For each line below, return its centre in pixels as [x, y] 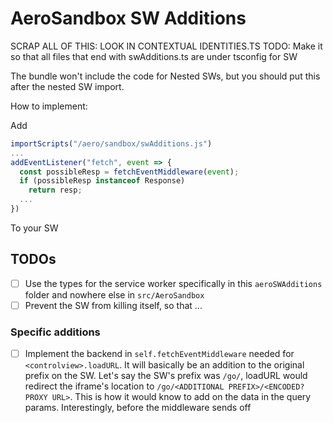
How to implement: [49, 106]
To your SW [34, 228]
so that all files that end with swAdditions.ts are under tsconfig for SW [154, 56]
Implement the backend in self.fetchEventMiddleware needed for [159, 354]
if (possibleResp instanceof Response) [102, 181]
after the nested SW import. [67, 86]
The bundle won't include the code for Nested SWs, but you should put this [165, 76]
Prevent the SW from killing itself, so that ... [113, 305]
